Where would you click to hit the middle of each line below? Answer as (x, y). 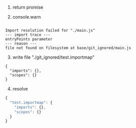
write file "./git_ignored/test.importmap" (53, 57)
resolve (20, 89)
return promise (28, 7)
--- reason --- (21, 43)
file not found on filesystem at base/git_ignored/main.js (68, 48)
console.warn (27, 17)
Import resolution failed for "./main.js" (50, 30)
